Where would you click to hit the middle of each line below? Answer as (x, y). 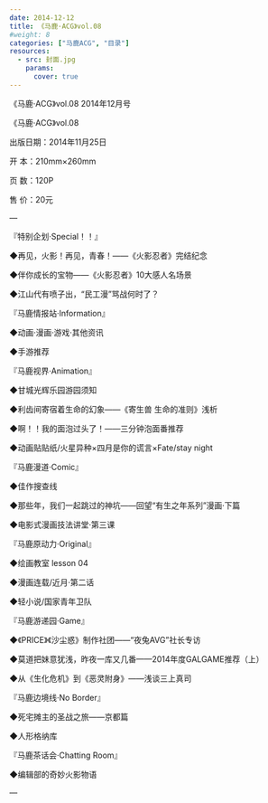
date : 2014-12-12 (42, 18)
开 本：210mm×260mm (53, 161)
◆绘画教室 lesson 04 (49, 562)
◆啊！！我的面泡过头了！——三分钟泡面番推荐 (97, 428)
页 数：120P (32, 180)
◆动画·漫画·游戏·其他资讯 (56, 332)
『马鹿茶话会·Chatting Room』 (66, 755)
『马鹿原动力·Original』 (53, 543)
